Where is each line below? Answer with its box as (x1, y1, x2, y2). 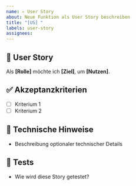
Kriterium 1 (14, 101, 41, 108)
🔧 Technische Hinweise (6, 125, 94, 135)
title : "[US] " (6, 19, 44, 25)
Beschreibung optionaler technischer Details (14, 140, 122, 147)
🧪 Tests (6, 157, 34, 168)
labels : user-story (6, 25, 54, 31)
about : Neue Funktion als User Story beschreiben (6, 14, 131, 20)
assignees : (6, 31, 33, 36)
